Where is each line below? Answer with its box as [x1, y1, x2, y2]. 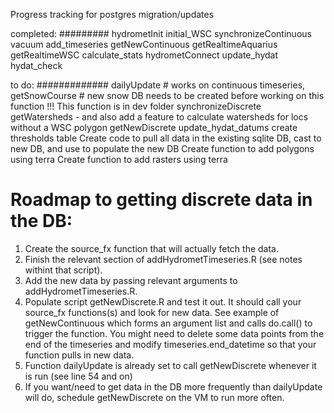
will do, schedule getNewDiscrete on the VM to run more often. [24, 391, 285, 403]
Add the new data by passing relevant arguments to [24, 274, 238, 286]
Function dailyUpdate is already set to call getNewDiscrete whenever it [24, 359, 317, 371]
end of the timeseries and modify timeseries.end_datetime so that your [24, 338, 317, 350]
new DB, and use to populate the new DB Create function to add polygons [10, 143, 315, 154]
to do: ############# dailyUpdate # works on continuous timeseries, [10, 79, 306, 91]
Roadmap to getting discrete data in [10, 189, 313, 211]
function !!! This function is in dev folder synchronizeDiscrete [10, 100, 262, 112]
